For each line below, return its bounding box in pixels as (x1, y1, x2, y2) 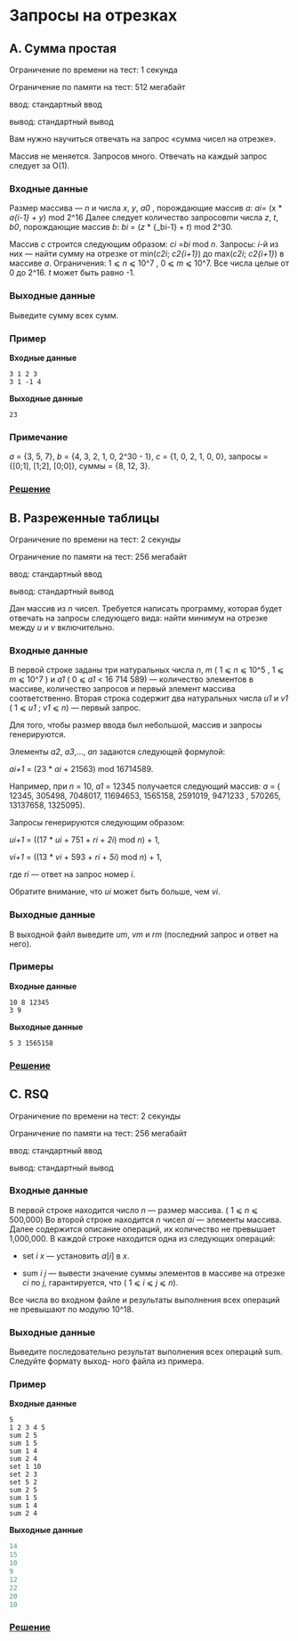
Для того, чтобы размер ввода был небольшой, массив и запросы (9, 719, 262, 731)
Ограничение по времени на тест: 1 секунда (9, 64, 178, 75)
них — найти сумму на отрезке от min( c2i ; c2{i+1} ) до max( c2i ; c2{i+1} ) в (9, 249, 285, 259)
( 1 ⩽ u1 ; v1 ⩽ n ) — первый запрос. (9, 702, 141, 713)
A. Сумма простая (9, 41, 117, 56)
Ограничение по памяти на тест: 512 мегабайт (9, 82, 186, 92)
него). (9, 938, 32, 949)
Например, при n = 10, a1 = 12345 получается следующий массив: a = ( (9, 781, 280, 792)
